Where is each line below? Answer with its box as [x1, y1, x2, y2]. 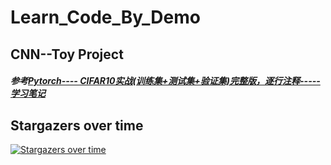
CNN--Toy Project [10, 46, 124, 63]
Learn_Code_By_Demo [10, 6, 201, 29]
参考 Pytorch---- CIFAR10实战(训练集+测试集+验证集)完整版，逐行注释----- [10, 75, 321, 87]
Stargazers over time [10, 117, 144, 134]
